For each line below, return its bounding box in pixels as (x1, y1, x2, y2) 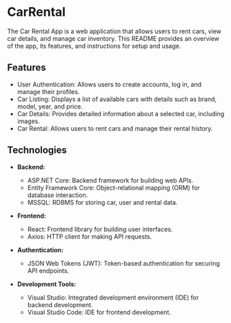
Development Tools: (17, 279, 77, 288)
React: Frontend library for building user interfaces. (27, 225, 173, 233)
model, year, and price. (17, 102, 83, 111)
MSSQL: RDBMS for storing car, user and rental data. (27, 198, 178, 206)
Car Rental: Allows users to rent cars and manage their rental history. (17, 124, 213, 132)
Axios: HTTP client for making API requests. (27, 232, 152, 241)
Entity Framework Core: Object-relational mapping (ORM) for (27, 183, 200, 192)
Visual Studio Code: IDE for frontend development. (27, 308, 171, 316)
